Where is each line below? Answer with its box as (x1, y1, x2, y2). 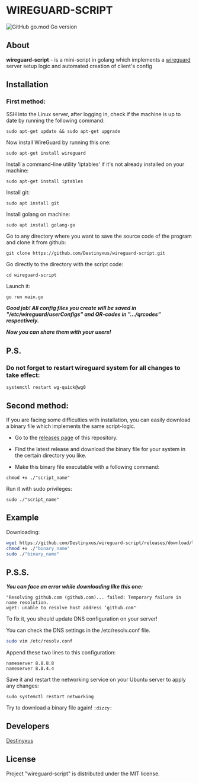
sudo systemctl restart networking (6, 694, 94, 700)
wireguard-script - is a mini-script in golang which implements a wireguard (6, 56, 191, 63)
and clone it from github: (6, 239, 66, 246)
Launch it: (6, 283, 31, 290)
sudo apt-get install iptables (6, 178, 84, 184)
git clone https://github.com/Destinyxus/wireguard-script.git (6, 250, 166, 257)
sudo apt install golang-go (6, 222, 76, 228)
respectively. (6, 317, 40, 324)
